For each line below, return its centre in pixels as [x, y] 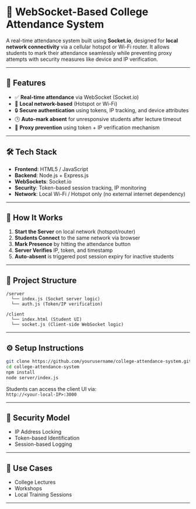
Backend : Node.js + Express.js [52, 175]
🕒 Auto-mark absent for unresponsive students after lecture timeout [98, 119]
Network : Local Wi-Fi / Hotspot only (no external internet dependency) [100, 194]
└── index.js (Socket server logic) [56, 299]
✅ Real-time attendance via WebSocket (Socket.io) [76, 97]
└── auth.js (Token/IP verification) [57, 304]
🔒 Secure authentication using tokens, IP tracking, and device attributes [101, 110]
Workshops [28, 489]
